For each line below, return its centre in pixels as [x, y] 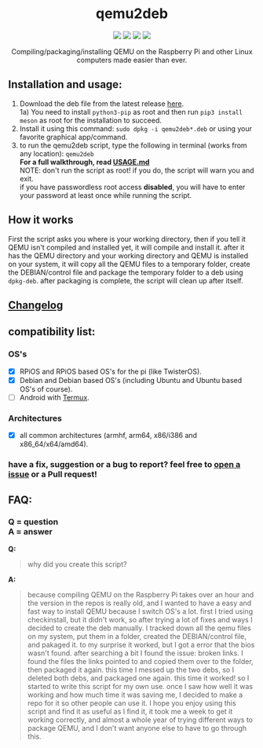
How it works [41, 220]
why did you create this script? [77, 564]
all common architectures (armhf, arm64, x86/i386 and [108, 436]
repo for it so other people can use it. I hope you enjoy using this [132, 702]
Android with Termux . [55, 397]
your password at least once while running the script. [106, 195]
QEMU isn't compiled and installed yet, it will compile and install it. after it [126, 247]
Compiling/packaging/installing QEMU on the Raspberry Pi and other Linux [132, 51]
